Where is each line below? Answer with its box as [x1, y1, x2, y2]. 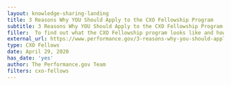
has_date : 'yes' [7, 55, 54, 62]
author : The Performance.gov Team [7, 61, 107, 68]
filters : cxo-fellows [7, 67, 69, 74]
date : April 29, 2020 [7, 49, 69, 56]
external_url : [7, 36, 48, 42]
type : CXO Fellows [7, 42, 60, 49]
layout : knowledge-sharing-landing [7, 10, 109, 17]
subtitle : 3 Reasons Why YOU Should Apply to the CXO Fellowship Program [7, 23, 223, 29]
